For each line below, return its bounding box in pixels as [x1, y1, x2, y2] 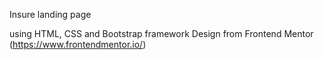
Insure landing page [9, 9, 92, 20]
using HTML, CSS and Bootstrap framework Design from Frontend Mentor [9, 28, 314, 39]
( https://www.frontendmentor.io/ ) [9, 39, 147, 50]
